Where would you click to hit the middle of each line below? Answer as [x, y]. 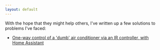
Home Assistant [28, 43]
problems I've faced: [25, 28]
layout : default [21, 9]
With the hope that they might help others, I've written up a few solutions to [80, 23]
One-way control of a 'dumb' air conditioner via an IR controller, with [80, 37]
